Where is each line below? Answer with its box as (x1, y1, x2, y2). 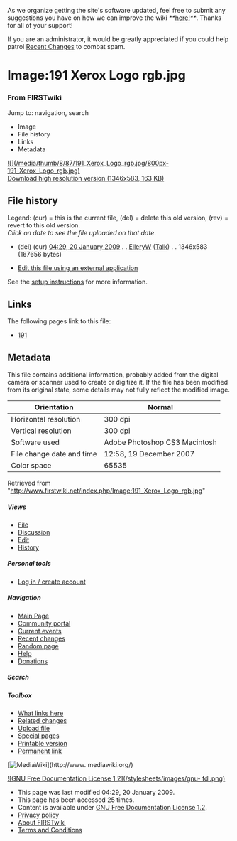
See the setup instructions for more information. (7, 277, 148, 286)
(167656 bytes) (17, 250, 62, 259)
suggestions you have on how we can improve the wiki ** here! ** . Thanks (7, 14, 222, 22)
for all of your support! (7, 21, 73, 29)
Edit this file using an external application (17, 264, 138, 272)
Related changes (17, 717, 67, 725)
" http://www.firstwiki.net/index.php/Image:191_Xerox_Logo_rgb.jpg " (7, 486, 206, 495)
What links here (17, 709, 64, 717)
